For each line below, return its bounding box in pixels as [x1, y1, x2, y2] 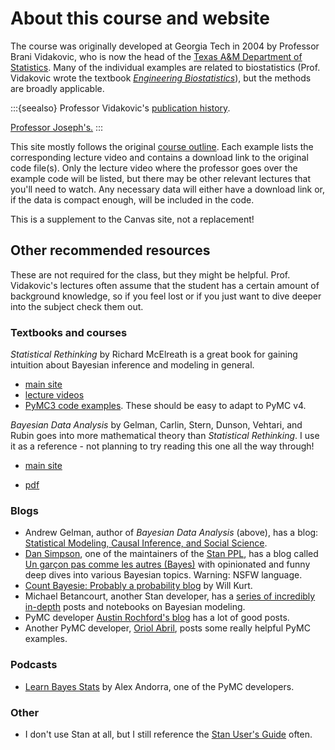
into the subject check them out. [10, 300, 144, 312]
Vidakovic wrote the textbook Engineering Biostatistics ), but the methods [10, 72, 312, 84]
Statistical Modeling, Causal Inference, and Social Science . [24, 537, 268, 549]
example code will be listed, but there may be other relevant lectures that [10, 172, 312, 184]
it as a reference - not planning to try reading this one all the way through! [10, 440, 315, 452]
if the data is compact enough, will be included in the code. [10, 193, 255, 206]
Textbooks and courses [10, 325, 128, 339]
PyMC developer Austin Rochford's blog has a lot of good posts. [24, 612, 290, 624]
